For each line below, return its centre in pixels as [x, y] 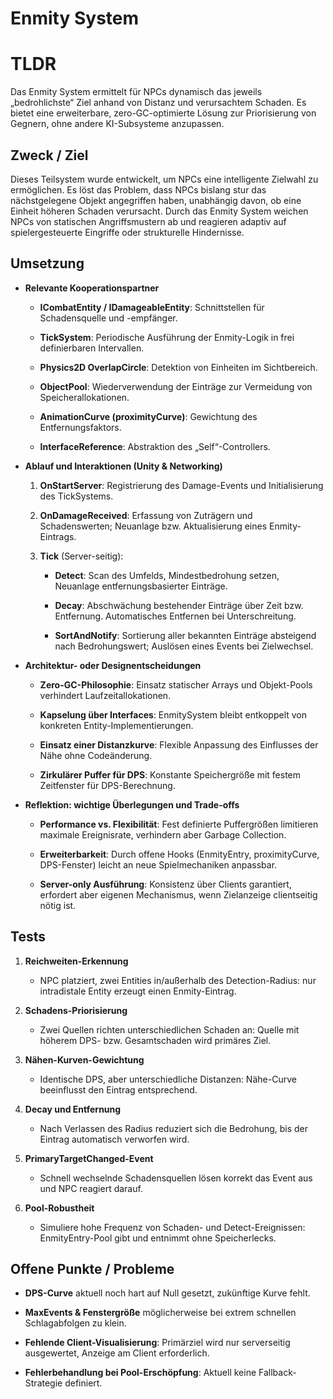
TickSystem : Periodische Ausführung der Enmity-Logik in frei [167, 337]
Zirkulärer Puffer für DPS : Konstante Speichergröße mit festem [170, 774]
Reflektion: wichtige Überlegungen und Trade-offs [132, 804]
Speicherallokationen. [84, 397]
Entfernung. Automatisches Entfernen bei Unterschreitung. [175, 616]
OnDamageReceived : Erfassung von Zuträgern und [146, 515]
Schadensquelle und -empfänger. [108, 318]
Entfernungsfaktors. [80, 427]
